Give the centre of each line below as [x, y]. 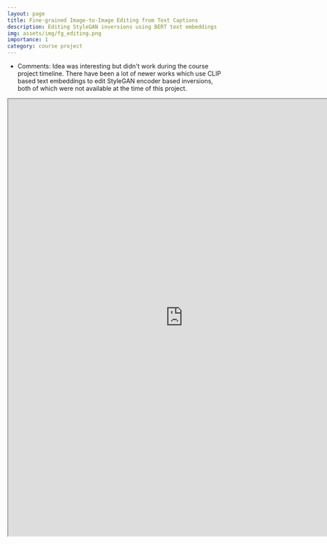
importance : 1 [28, 40]
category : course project [45, 46]
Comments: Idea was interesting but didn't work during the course [113, 66]
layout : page [26, 14]
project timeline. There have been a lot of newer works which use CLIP [119, 73]
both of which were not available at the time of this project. [102, 88]
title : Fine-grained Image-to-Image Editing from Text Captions [103, 20]
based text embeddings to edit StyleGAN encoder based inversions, [115, 81]
